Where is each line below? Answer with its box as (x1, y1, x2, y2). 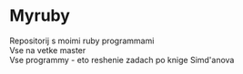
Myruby (9, 5, 71, 26)
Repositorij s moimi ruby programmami (9, 35, 155, 46)
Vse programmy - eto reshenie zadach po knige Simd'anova (9, 54, 235, 65)
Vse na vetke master (9, 44, 86, 55)
